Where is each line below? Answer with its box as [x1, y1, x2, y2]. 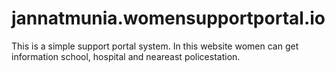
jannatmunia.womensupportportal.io [11, 7, 326, 30]
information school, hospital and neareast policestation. [11, 50, 241, 62]
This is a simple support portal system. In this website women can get [11, 40, 299, 52]
